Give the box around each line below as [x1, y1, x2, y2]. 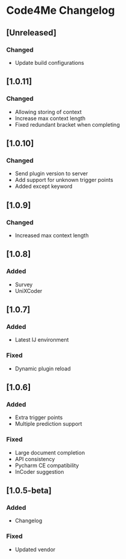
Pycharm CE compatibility [14, 462, 79, 469]
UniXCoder [14, 287, 43, 294]
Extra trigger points [14, 414, 63, 421]
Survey [14, 280, 33, 288]
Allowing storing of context [14, 108, 82, 115]
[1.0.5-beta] [6, 485, 52, 495]
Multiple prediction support [14, 420, 82, 428]
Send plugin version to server [14, 170, 88, 177]
